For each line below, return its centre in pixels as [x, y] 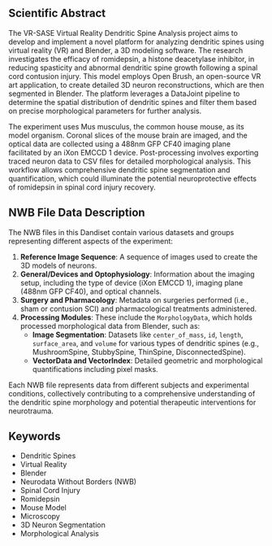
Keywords [35, 437]
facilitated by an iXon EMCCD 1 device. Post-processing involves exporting [134, 152]
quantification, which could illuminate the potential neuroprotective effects [133, 178]
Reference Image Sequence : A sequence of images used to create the [139, 256]
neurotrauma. [31, 411]
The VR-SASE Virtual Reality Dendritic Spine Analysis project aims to [123, 33]
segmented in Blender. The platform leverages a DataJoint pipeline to [124, 94]
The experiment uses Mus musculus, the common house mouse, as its [127, 126]
